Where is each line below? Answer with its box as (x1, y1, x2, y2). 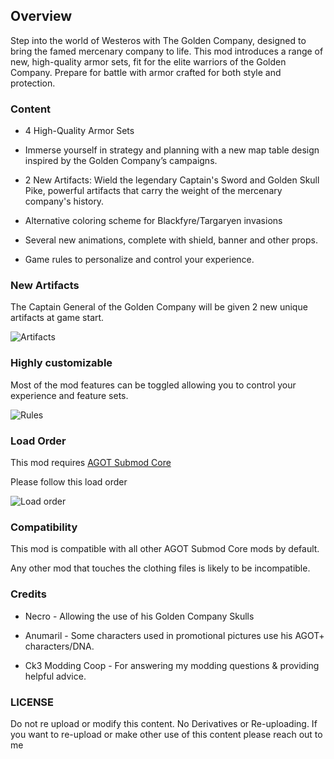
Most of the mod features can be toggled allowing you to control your (10, 379, 297, 391)
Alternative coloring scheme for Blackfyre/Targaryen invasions (24, 215, 283, 227)
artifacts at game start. (10, 312, 105, 324)
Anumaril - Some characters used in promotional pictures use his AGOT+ (24, 629, 325, 641)
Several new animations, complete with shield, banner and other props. (24, 234, 318, 246)
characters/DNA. (24, 640, 95, 652)
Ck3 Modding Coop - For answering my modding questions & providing (24, 659, 320, 671)
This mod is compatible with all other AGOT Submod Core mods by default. (10, 543, 320, 555)
